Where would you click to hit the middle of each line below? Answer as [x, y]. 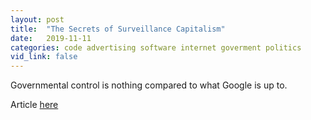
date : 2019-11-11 [51, 38]
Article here [34, 105]
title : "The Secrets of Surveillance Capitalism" [118, 29]
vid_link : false [44, 57]
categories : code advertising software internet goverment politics [156, 47]
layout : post [37, 19]
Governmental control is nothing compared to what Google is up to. [149, 85]
